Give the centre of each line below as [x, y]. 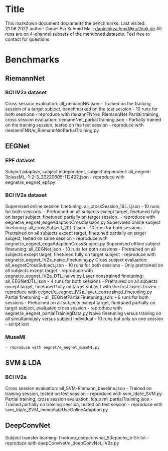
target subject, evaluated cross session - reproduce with [64, 308]
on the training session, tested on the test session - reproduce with [74, 125]
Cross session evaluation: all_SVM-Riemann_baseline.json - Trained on [78, 388]
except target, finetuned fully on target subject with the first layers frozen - [82, 286]
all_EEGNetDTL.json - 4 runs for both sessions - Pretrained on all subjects [81, 281]
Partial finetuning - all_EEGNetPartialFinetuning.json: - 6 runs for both [77, 297]
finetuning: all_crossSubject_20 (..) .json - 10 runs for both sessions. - [76, 227]
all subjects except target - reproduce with [49, 270]
